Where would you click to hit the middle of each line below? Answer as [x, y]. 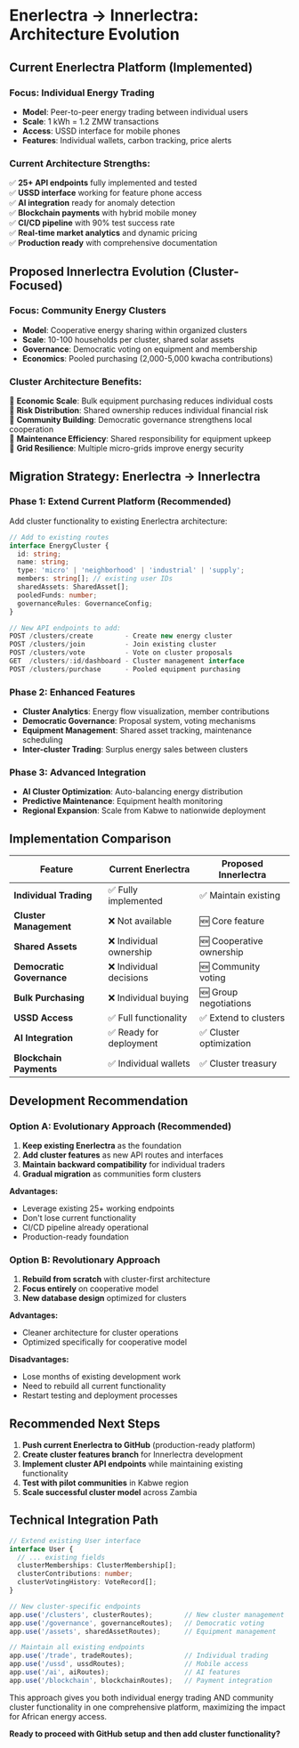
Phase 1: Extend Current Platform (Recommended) [120, 501]
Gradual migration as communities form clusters [112, 1174]
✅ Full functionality [148, 1018]
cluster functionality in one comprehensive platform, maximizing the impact [147, 1707]
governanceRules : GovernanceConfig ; [85, 603]
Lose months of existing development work [101, 1377]
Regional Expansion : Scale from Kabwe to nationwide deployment [144, 810]
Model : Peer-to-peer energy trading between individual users [135, 111]
